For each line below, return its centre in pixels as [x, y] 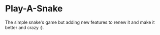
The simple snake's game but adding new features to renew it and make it [80, 22]
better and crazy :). [25, 27]
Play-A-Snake [34, 9]
